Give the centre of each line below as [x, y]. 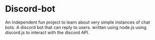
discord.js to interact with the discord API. [47, 32]
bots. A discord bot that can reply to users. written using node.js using [76, 27]
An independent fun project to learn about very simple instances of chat [77, 22]
